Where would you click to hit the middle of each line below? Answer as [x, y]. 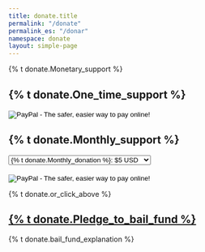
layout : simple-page [43, 46]
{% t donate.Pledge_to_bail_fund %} [102, 220]
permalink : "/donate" [45, 23]
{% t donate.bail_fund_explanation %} [72, 239]
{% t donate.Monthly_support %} [94, 140]
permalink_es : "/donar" [49, 31]
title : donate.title [43, 16]
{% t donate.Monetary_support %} [66, 69]
